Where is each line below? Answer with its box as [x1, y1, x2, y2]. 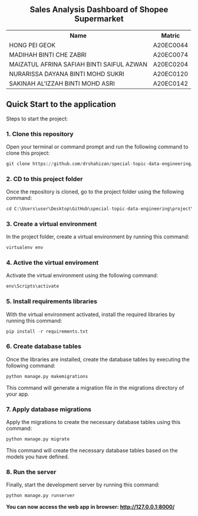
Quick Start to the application [6, 100, 116, 110]
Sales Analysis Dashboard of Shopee [29, 5, 169, 15]
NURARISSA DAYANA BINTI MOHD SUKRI [9, 70, 125, 78]
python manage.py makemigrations [6, 373, 88, 379]
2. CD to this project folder [6, 175, 83, 183]
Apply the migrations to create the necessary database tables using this [6, 418, 181, 425]
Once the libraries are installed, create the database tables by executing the [6, 356, 190, 363]
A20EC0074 [153, 50, 189, 58]
